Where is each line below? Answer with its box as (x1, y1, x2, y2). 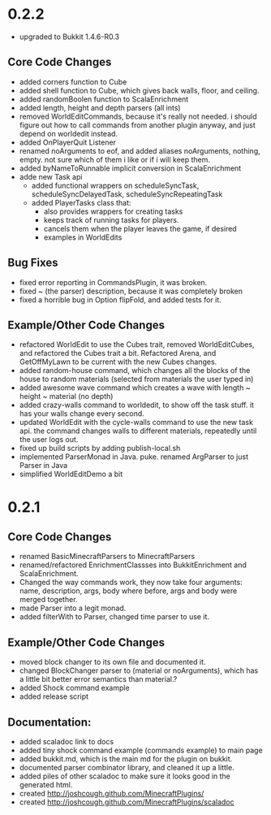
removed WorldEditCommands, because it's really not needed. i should (19, 111, 257, 121)
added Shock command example (19, 683, 131, 693)
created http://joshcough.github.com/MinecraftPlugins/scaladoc (19, 797, 234, 807)
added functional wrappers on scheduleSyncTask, (31, 180, 200, 190)
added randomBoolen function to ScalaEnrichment (19, 94, 189, 104)
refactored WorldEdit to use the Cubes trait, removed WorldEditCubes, (19, 340, 255, 349)
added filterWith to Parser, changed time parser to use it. (19, 612, 210, 622)
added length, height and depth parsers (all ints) (19, 102, 181, 112)
